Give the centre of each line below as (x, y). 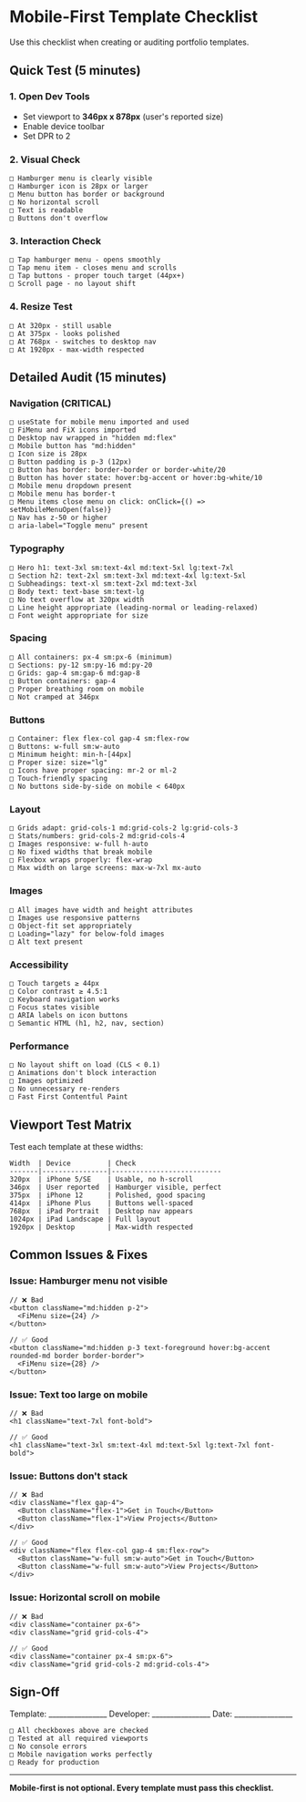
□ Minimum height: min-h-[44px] (71, 755)
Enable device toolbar (63, 126)
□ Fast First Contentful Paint (69, 1097)
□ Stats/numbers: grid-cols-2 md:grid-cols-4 (97, 836)
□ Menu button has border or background (87, 194)
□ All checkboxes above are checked (79, 1731)
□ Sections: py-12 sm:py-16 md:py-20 (81, 665)
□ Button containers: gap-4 (63, 681)
